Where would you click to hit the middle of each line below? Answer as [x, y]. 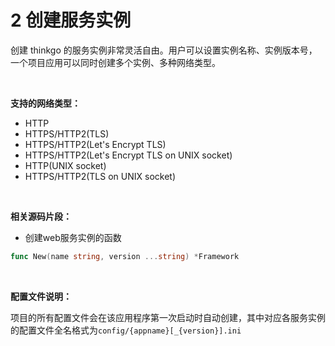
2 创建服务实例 [71, 20]
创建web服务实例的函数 [73, 237]
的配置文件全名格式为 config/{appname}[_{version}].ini [126, 330]
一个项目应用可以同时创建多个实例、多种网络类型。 [115, 62]
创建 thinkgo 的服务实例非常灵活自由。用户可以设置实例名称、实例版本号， [164, 50]
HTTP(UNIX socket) [65, 165]
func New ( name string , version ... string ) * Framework [125, 256]
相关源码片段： [41, 216]
